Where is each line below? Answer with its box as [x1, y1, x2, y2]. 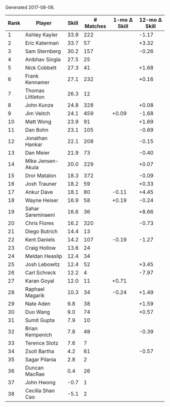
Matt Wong [25, 118, 52, 125]
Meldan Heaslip [25, 253, 62, 259]
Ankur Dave [25, 189, 53, 195]
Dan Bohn [25, 126, 49, 133]
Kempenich [25, 331, 52, 338]
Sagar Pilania [25, 356, 57, 363]
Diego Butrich [25, 228, 58, 235]
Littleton [25, 93, 45, 100]
